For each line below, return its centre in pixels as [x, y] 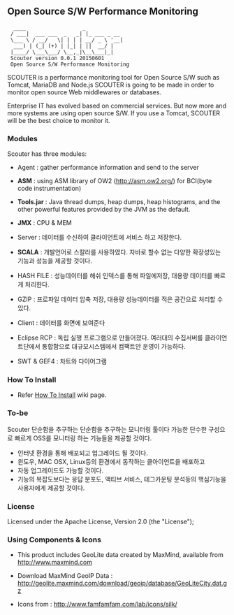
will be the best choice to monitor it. [59, 120]
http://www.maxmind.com [55, 563]
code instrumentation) [49, 189]
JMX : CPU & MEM [44, 223]
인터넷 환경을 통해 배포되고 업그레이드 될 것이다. [82, 453]
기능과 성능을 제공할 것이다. [55, 261]
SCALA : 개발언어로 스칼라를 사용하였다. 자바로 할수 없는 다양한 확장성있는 [119, 252]
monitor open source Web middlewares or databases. [85, 92]
